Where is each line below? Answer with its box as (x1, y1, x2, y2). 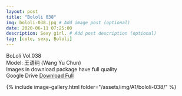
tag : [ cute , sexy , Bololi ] (6, 36, 72, 42)
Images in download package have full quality (6, 66, 118, 72)
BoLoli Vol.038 (6, 52, 42, 59)
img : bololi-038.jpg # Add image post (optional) (6, 19, 131, 25)
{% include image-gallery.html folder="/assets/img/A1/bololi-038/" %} (6, 84, 177, 90)
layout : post (6, 8, 38, 15)
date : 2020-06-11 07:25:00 (6, 25, 72, 31)
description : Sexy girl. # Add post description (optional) (6, 31, 157, 37)
